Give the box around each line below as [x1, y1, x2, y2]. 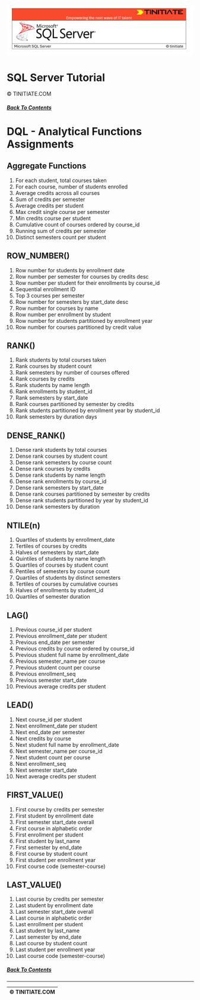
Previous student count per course [15, 663, 100, 671]
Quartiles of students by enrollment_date [15, 536, 115, 543]
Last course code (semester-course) [15, 952, 106, 960]
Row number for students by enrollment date [15, 266, 125, 273]
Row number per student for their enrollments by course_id [15, 279, 160, 287]
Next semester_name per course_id [15, 747, 103, 754]
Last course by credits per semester [15, 895, 104, 902]
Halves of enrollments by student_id [15, 587, 103, 594]
